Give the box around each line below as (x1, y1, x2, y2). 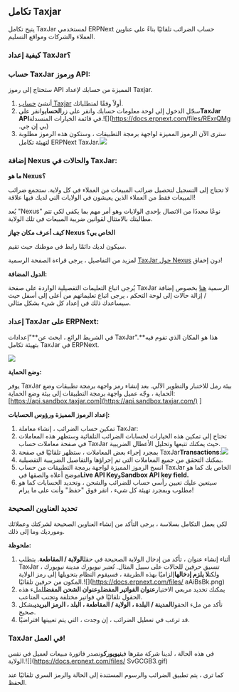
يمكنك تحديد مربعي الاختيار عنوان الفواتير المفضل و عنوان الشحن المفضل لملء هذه (18, 584, 225, 594)
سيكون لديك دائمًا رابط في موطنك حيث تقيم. (8, 242, 127, 251)
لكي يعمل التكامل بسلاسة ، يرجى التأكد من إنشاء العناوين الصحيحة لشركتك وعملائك (8, 520, 228, 528)
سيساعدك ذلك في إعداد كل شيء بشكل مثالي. (8, 299, 131, 307)
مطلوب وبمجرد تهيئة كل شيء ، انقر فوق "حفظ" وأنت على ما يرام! (18, 485, 194, 494)
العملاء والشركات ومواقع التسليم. (8, 32, 95, 41)
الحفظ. (8, 678, 27, 687)
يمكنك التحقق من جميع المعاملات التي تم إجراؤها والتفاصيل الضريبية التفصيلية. (18, 455, 223, 464)
